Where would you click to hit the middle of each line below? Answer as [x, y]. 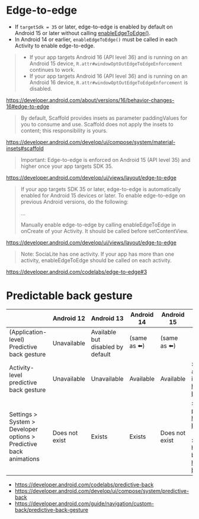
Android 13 [107, 318]
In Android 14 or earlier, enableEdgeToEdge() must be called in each [96, 39]
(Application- [28, 332]
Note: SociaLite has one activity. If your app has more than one [97, 254]
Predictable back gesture [70, 296]
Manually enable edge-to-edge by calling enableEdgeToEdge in [98, 225]
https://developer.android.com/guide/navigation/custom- [84, 503]
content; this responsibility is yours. [64, 130]
